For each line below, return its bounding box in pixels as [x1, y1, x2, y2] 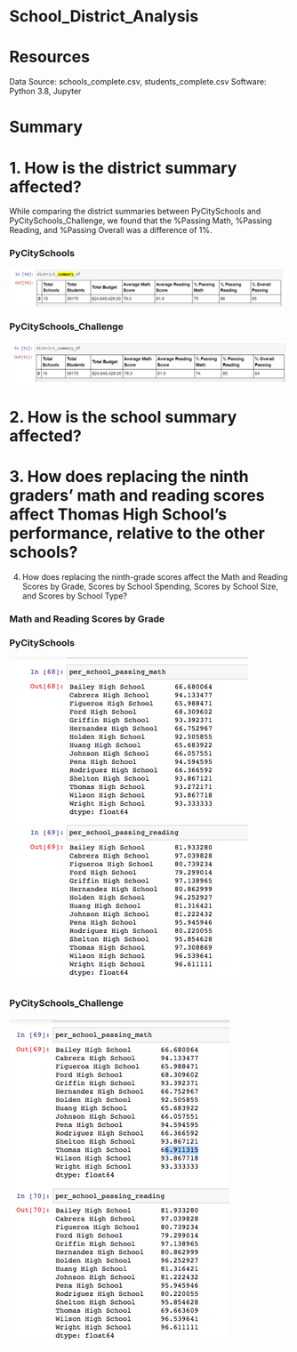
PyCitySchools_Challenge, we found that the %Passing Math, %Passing [9, 215, 273, 226]
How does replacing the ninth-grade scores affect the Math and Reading [21, 572, 288, 583]
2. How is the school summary [9, 407, 237, 428]
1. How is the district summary [9, 157, 237, 178]
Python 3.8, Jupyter [9, 86, 82, 97]
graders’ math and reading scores [9, 486, 265, 506]
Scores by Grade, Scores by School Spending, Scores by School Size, [21, 581, 278, 592]
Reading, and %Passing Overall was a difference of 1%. [9, 225, 213, 236]
